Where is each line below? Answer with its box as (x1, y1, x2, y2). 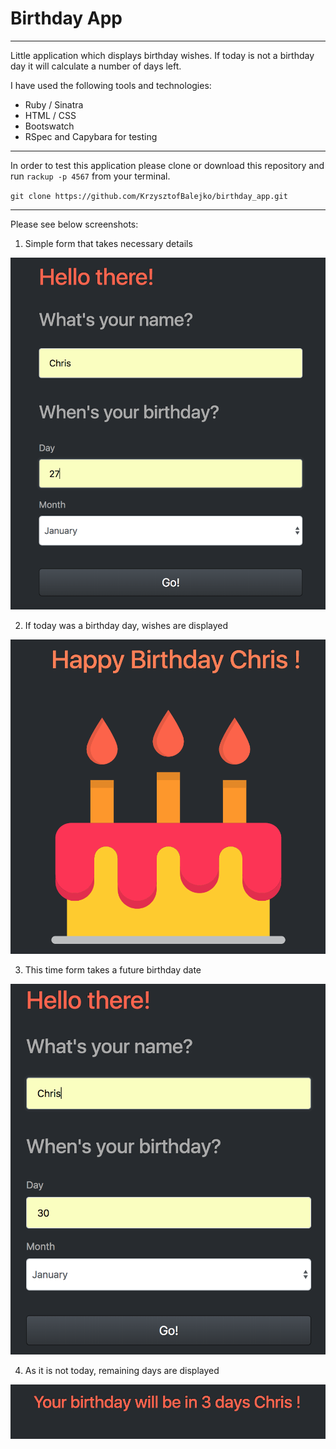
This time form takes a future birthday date (24, 964, 202, 976)
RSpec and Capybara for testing (24, 130, 158, 142)
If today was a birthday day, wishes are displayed (24, 620, 229, 632)
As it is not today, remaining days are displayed (24, 1365, 220, 1377)
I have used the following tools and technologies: (10, 79, 212, 91)
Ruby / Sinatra (24, 98, 84, 111)
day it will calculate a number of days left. (10, 60, 182, 72)
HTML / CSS (24, 109, 77, 121)
